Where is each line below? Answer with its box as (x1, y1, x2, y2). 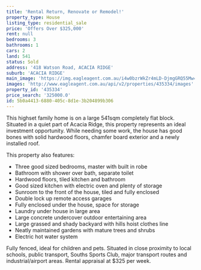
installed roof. (6, 139, 40, 147)
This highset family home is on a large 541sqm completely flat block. (6, 114, 175, 122)
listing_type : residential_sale (6, 20, 87, 26)
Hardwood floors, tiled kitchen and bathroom (14, 175, 126, 183)
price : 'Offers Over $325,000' (6, 25, 84, 32)
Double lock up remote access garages (14, 195, 112, 202)
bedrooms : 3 (6, 37, 36, 43)
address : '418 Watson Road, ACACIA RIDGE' (6, 64, 114, 71)
